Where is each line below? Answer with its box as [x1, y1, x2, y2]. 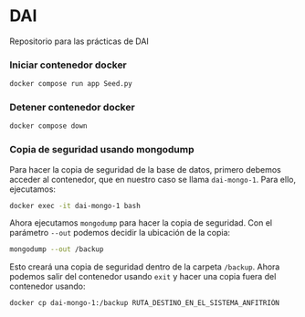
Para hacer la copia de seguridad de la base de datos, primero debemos [9, 164, 281, 174]
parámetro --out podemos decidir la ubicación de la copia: [9, 227, 231, 238]
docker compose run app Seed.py [9, 79, 132, 89]
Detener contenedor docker [9, 101, 135, 114]
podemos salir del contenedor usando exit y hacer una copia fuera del [9, 271, 277, 282]
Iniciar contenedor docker [9, 58, 128, 71]
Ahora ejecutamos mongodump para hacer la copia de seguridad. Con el [9, 217, 273, 228]
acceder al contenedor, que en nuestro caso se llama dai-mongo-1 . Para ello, [9, 174, 297, 185]
